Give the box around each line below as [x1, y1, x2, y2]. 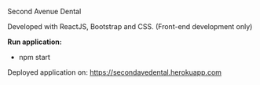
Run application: [7, 37, 62, 46]
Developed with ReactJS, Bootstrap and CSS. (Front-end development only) [7, 22, 253, 31]
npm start [18, 53, 50, 61]
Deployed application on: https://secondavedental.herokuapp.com [7, 68, 222, 77]
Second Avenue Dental [7, 7, 82, 16]
